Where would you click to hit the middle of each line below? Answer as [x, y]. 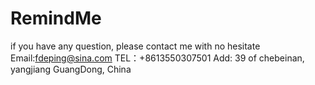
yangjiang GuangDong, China [71, 69]
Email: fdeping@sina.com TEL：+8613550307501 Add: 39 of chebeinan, [157, 58]
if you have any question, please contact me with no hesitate [135, 46]
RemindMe [56, 18]
